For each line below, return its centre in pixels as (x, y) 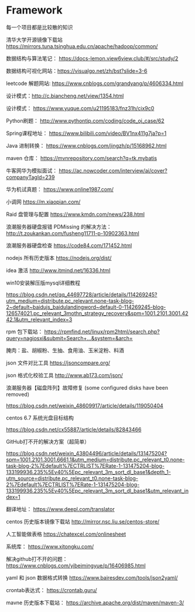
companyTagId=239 (30, 177)
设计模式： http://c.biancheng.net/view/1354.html (65, 96)
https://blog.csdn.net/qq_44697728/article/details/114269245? (82, 295)
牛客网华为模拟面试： (32, 170)
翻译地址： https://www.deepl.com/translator (61, 509)
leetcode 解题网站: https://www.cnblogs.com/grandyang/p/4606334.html (95, 83)
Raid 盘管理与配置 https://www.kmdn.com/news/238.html (76, 214)
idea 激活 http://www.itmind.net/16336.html (58, 270)
